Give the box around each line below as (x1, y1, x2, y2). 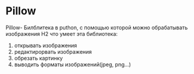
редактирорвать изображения (14, 48, 92, 55)
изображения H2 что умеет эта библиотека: (5, 30, 118, 37)
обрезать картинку (14, 54, 63, 61)
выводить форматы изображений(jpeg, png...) (14, 61, 132, 68)
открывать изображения (14, 42, 77, 49)
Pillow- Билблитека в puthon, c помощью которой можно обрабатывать (5, 24, 188, 31)
